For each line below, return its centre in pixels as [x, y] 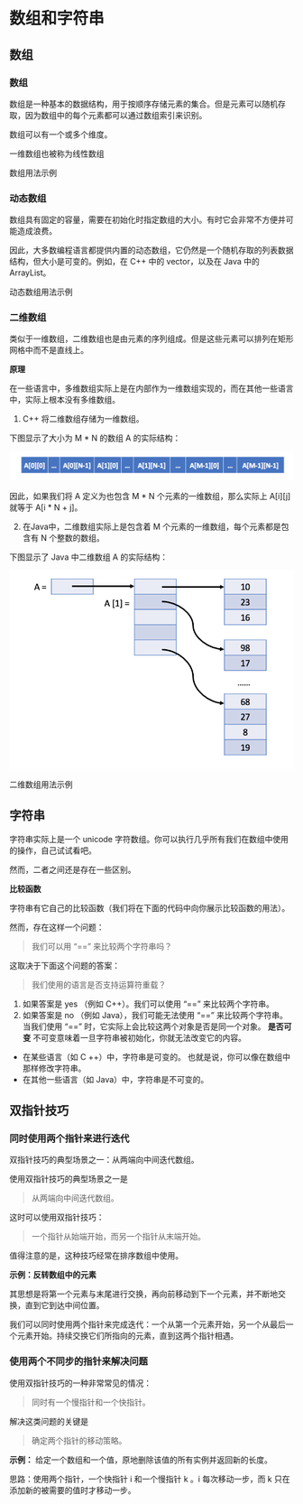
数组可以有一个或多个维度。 [61, 134]
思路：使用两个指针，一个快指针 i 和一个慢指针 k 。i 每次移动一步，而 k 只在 [150, 1479]
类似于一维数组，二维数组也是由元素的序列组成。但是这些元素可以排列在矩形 [151, 339]
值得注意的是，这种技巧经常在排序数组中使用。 [96, 1256]
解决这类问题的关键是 [49, 1421]
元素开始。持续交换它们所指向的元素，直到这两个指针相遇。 [128, 1336]
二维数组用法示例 [41, 784]
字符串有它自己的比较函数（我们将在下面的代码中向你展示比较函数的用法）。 [150, 907]
